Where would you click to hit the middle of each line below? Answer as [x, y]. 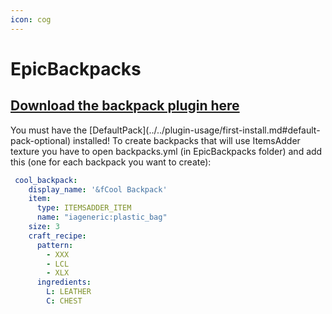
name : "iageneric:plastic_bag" [102, 217]
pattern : [55, 245]
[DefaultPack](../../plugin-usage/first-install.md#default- [205, 130]
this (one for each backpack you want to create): [111, 162]
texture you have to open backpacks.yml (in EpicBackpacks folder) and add [166, 151]
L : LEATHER [69, 292]
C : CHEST [64, 301]
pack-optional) [41, 140]
